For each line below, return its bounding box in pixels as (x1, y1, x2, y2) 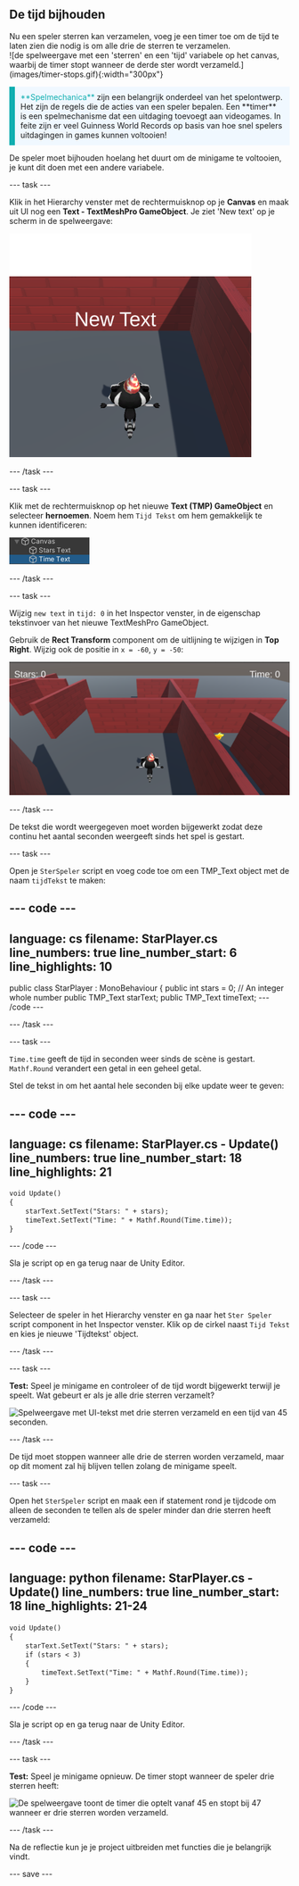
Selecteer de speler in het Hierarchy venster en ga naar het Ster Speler (9, 1309, 272, 1320)
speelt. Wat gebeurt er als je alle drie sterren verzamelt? (9, 1390, 215, 1400)
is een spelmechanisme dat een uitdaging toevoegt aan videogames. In (20, 111, 282, 121)
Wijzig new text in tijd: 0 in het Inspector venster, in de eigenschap (9, 607, 261, 619)
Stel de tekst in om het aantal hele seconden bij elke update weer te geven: (9, 1080, 285, 1092)
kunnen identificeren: (9, 519, 87, 530)
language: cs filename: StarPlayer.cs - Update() (9, 1137, 279, 1151)
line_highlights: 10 (9, 959, 113, 974)
